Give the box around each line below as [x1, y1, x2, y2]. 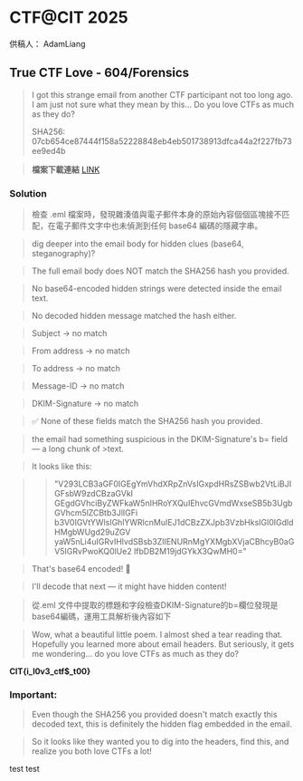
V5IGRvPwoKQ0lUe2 [53, 546, 133, 557]
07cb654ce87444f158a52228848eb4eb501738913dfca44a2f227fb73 [31, 135, 292, 147]
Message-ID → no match [31, 381, 125, 391]
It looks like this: [31, 461, 92, 472]
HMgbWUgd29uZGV [53, 526, 131, 537]
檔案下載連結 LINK [31, 164, 100, 175]
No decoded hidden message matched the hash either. [31, 311, 237, 322]
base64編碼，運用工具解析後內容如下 [31, 611, 172, 622]
